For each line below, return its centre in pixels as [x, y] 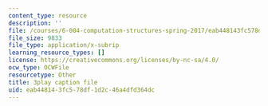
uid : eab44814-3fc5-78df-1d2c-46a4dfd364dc [82, 90]
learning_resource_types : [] [57, 53]
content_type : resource [48, 16]
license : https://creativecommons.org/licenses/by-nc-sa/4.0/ [114, 61]
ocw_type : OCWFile [39, 68]
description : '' [35, 23]
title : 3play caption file [53, 82]
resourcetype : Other [43, 75]
